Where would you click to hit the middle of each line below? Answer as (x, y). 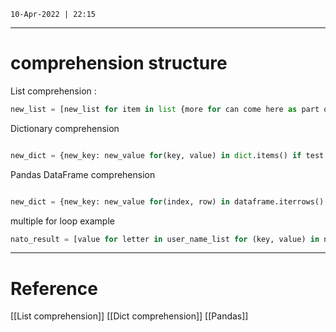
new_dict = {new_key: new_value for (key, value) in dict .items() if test (167, 155)
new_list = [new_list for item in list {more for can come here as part (165, 109)
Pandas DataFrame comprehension (83, 174)
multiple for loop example (62, 221)
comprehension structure (119, 63)
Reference (54, 288)
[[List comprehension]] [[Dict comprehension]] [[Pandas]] (129, 316)
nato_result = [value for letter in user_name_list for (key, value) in (165, 239)
